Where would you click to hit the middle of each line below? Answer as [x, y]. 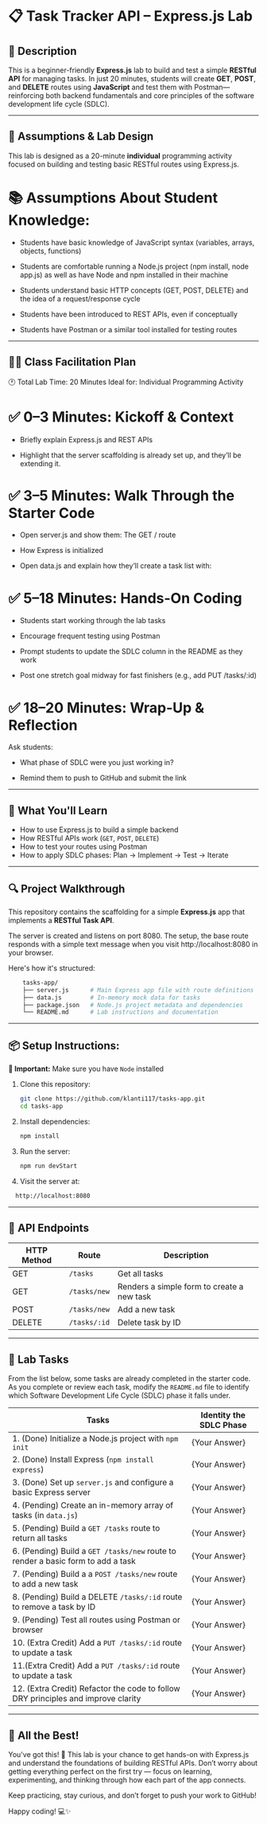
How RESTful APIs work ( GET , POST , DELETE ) [89, 838]
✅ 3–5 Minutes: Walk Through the [122, 495]
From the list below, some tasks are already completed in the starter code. [130, 1379]
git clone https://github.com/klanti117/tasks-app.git [112, 1099]
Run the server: [45, 1151]
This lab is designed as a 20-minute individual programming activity [120, 155]
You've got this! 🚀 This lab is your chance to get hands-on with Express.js [129, 1754]
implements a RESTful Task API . [61, 920]
